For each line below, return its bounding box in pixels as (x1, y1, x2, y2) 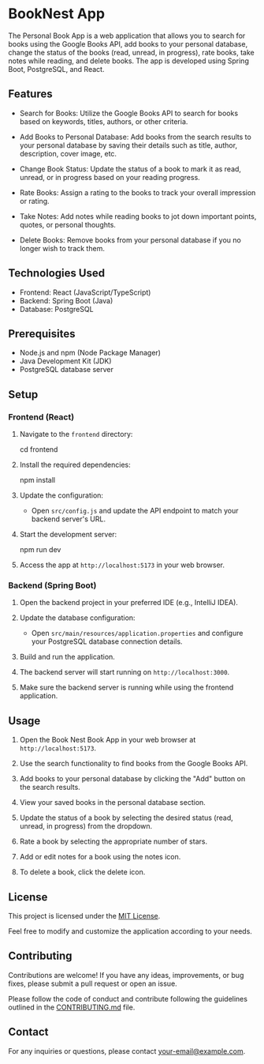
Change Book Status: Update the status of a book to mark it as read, (19, 164, 242, 174)
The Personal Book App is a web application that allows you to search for (8, 31, 246, 40)
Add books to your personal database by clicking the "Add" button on (19, 774, 246, 784)
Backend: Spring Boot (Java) (19, 295, 113, 305)
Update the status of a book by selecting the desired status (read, (19, 813, 234, 822)
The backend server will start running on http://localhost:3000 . (19, 667, 230, 677)
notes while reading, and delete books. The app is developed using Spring (8, 56, 250, 66)
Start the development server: (19, 530, 117, 540)
